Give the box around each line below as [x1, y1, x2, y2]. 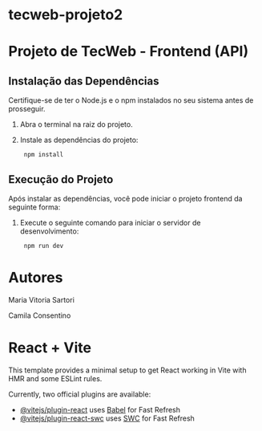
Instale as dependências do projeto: [19, 135, 139, 145]
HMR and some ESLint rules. [8, 373, 103, 383]
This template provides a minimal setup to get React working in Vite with [8, 365, 247, 375]
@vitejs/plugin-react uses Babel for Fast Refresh [19, 405, 181, 414]
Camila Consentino [8, 311, 71, 320]
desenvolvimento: [19, 226, 79, 236]
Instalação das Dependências [8, 74, 159, 87]
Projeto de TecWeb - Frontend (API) [8, 43, 249, 61]
